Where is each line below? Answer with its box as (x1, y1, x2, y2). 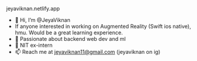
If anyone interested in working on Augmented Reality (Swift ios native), (14, 23, 191, 30)
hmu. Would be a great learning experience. (14, 29, 124, 36)
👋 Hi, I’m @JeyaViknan (14, 17, 70, 23)
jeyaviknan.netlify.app (6, 5, 60, 12)
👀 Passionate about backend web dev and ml (14, 36, 126, 42)
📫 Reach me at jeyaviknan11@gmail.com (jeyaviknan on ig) (14, 49, 161, 55)
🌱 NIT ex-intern (14, 41, 53, 49)
